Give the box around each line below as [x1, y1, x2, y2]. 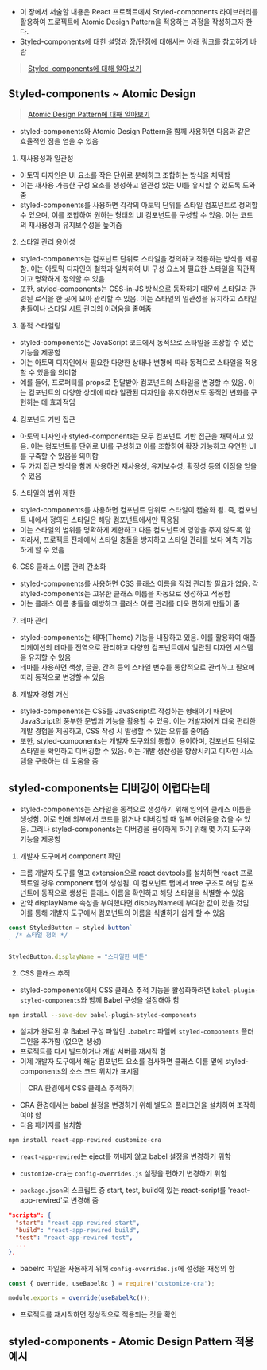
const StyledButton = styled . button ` [8, 924, 133, 932]
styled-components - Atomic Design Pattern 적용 [8, 1335, 254, 1348]
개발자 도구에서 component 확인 [19, 851, 122, 861]
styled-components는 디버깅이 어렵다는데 [8, 782, 211, 795]
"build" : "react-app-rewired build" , [15, 1226, 141, 1234]
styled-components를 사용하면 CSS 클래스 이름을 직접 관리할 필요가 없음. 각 [19, 579, 259, 588]
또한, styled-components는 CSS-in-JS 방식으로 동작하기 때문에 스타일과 [19, 284, 248, 293]
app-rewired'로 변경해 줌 [19, 1195, 99, 1205]
